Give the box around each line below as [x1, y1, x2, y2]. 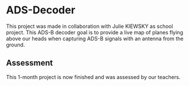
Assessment [6, 58, 53, 68]
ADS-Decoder [6, 3, 75, 17]
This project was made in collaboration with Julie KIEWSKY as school [6, 23, 173, 30]
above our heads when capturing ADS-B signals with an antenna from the [6, 35, 184, 42]
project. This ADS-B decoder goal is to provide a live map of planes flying [6, 28, 183, 35]
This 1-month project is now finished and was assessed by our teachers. [6, 73, 181, 80]
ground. [6, 41, 25, 48]
